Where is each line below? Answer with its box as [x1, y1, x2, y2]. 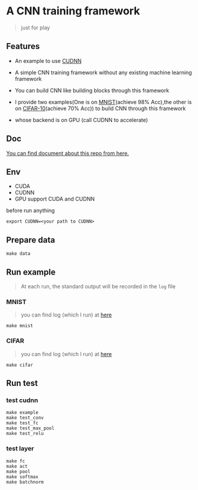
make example [6, 410, 39, 416]
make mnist [6, 323, 33, 329]
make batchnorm [6, 479, 44, 485]
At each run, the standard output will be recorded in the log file [20, 283, 176, 290]
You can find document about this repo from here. [6, 150, 129, 157]
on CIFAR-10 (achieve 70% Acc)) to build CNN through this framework [14, 105, 186, 112]
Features [6, 41, 40, 51]
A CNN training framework [6, 4, 140, 18]
